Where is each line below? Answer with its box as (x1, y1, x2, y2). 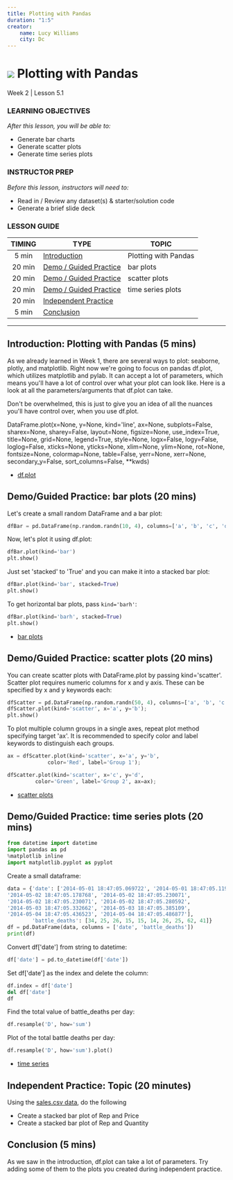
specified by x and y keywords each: (7, 685, 112, 694)
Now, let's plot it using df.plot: (7, 535, 92, 543)
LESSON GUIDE (7, 221, 60, 231)
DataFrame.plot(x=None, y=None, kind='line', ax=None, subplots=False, (7, 420, 213, 429)
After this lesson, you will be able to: (7, 122, 111, 130)
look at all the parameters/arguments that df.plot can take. (7, 386, 173, 394)
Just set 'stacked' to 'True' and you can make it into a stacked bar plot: (7, 567, 210, 576)
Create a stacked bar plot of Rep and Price (17, 1111, 139, 1120)
